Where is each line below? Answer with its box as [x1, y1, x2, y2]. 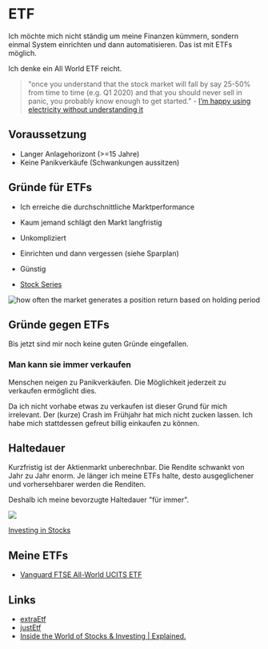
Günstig [19, 264, 46, 273]
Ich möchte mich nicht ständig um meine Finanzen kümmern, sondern [8, 31, 238, 41]
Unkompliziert [19, 233, 66, 242]
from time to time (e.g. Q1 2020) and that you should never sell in [27, 87, 242, 97]
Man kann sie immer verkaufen [8, 359, 132, 370]
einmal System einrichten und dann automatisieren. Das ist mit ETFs [8, 39, 233, 49]
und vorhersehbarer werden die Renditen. [8, 480, 146, 489]
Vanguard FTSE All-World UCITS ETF [19, 570, 142, 579]
